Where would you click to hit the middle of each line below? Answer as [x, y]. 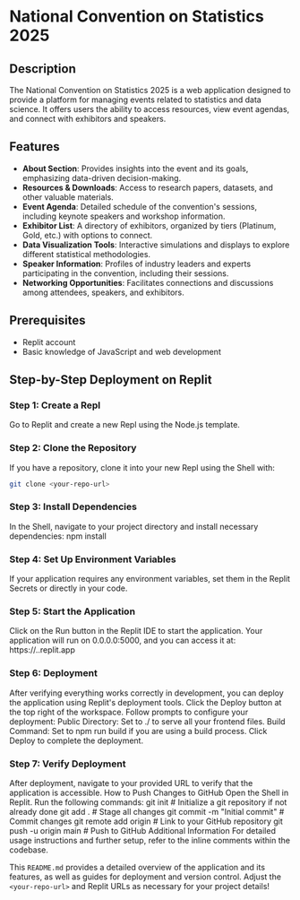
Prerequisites [47, 320]
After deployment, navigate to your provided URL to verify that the [131, 783]
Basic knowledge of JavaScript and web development [121, 351]
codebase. [29, 850]
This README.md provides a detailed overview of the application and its [137, 867]
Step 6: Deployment [54, 673]
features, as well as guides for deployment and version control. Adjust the [146, 877]
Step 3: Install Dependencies [73, 506]
